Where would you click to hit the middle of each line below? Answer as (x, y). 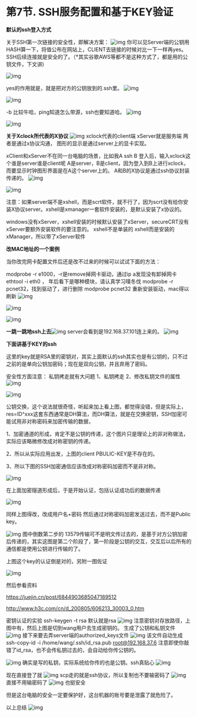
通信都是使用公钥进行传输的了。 (45, 549)
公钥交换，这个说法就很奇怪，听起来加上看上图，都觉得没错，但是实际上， (96, 407)
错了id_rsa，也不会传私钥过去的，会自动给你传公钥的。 (73, 650)
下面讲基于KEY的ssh (31, 344)
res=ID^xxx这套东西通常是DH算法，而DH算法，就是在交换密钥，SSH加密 (94, 414)
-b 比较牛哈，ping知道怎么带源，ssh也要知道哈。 (66, 112)
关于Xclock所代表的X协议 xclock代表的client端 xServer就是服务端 (94, 136)
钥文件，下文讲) (25, 64)
